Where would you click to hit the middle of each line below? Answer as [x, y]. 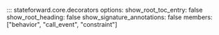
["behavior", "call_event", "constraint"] [62, 24]
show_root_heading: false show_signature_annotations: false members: [110, 17]
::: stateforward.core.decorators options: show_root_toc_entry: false [105, 10]
